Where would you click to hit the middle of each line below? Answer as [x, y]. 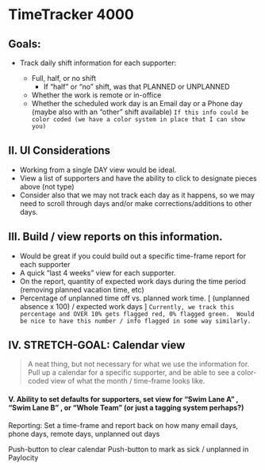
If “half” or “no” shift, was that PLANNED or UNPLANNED [136, 86]
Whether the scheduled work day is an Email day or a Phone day [137, 103]
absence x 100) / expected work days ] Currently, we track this [127, 306]
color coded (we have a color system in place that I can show [138, 120]
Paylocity [23, 457]
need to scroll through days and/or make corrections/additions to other [136, 203]
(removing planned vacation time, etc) [82, 289]
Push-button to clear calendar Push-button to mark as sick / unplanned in [129, 449]
